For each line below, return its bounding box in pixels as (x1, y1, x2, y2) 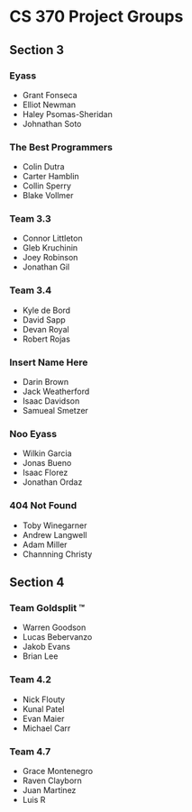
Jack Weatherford (22, 386, 90, 397)
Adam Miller (22, 539, 68, 550)
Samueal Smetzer (22, 406, 88, 416)
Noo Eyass (9, 427, 57, 440)
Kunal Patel (22, 703, 65, 714)
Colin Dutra (22, 161, 65, 172)
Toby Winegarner (22, 520, 87, 531)
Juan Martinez (22, 784, 77, 795)
